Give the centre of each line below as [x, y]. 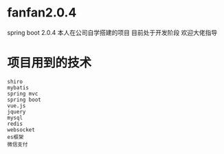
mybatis [18, 87]
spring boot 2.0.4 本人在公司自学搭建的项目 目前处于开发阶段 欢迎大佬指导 [112, 32]
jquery [16, 111]
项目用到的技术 [49, 63]
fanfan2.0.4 [42, 13]
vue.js [16, 106]
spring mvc [23, 93]
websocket [21, 130]
